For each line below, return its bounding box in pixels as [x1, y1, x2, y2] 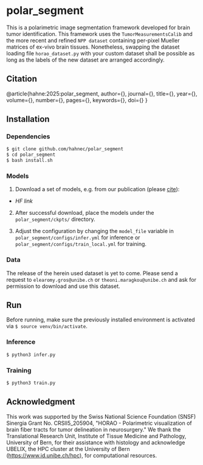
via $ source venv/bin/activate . [6, 323, 88, 330]
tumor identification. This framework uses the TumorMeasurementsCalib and [6, 30, 193, 37]
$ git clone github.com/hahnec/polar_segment [6, 146, 123, 152]
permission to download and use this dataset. [6, 282, 120, 290]
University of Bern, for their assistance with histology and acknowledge [6, 439, 185, 446]
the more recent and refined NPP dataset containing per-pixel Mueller [6, 37, 180, 44]
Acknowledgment [6, 397, 75, 407]
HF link [15, 197, 33, 205]
